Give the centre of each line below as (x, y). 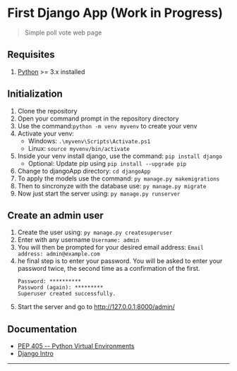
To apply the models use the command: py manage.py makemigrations (119, 178)
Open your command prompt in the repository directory (98, 118)
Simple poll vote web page (63, 32)
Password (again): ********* (60, 288)
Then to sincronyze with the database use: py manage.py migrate (112, 185)
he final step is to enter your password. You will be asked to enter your (120, 261)
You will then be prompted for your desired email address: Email (111, 248)
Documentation (42, 329)
